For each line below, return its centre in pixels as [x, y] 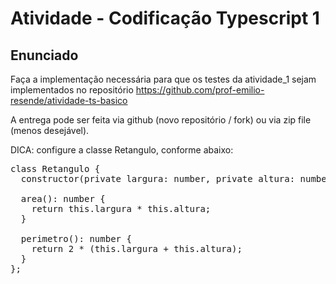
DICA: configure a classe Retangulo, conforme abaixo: [122, 150]
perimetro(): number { [76, 238]
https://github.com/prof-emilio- [200, 90]
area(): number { [63, 198]
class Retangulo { [55, 168]
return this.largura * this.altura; [121, 208]
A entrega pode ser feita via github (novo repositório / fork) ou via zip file [161, 120]
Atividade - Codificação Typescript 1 [165, 18]
